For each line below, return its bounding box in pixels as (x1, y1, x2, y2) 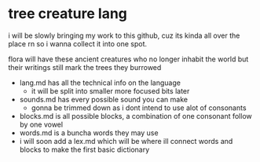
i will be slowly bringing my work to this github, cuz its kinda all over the (8, 31, 240, 40)
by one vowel (19, 120, 64, 129)
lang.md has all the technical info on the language (19, 78, 181, 87)
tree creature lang (8, 5, 128, 23)
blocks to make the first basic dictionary (19, 145, 150, 154)
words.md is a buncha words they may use (19, 127, 159, 138)
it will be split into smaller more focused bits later (31, 86, 190, 95)
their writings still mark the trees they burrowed (8, 62, 162, 72)
